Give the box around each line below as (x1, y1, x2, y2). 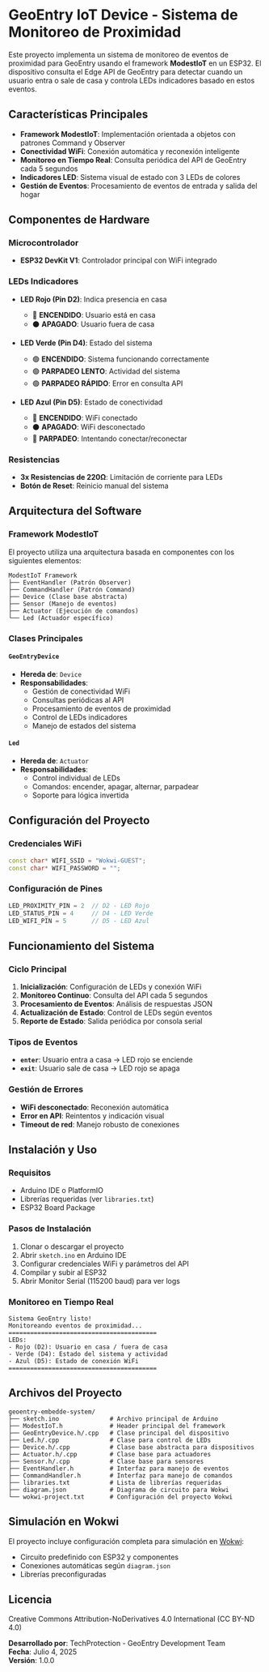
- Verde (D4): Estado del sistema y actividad (8, 1349, 168, 1358)
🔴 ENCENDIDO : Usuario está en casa (32, 310, 156, 319)
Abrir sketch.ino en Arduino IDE (19, 1250, 127, 1259)
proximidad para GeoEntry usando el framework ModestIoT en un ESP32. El (8, 58, 262, 68)
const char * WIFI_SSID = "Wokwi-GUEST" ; (8, 857, 147, 865)
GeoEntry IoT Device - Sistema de (8, 6, 238, 24)
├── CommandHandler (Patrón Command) (8, 585, 136, 593)
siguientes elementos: (8, 555, 82, 565)
